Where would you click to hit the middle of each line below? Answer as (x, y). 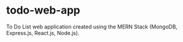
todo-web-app (43, 10)
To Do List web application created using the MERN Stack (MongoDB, (92, 27)
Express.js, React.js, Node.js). (43, 33)
